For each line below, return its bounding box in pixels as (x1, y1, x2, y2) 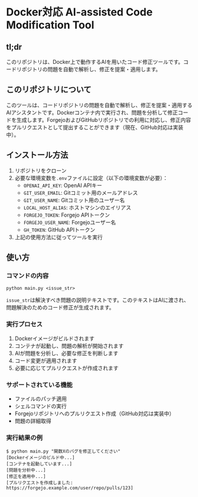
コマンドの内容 (6, 272, 49, 280)
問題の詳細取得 (14, 417, 51, 424)
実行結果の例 (6, 433, 43, 441)
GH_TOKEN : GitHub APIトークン (23, 226, 96, 233)
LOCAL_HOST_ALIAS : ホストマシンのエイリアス (23, 204, 132, 211)
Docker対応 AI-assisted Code (6, 5, 153, 19)
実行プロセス (6, 320, 43, 328)
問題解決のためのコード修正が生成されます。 (6, 304, 115, 311)
